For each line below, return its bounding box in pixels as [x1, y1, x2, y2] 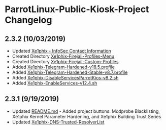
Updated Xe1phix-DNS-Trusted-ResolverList [12, 119, 105, 125]
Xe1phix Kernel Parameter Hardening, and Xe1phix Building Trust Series [12, 113, 161, 119]
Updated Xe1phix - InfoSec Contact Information [12, 48, 111, 54]
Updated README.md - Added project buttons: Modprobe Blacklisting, [12, 108, 160, 114]
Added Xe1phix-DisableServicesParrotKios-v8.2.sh [12, 75, 119, 80]
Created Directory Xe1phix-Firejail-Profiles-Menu [12, 53, 115, 59]
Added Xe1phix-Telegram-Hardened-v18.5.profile [12, 64, 115, 70]
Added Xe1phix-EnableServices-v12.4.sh [12, 80, 97, 86]
